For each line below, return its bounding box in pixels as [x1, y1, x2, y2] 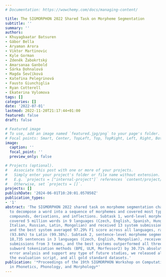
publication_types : [5, 195, 45, 201]
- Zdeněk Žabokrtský [5, 57, 48, 62]
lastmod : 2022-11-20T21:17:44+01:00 [5, 109, 81, 113]
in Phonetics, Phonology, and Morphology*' [9, 265, 100, 270]
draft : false [5, 117, 32, 122]
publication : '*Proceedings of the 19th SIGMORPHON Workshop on [5, 260, 140, 265]
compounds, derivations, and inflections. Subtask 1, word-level [9, 214, 147, 219]
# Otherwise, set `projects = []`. [5, 181, 83, 186]
